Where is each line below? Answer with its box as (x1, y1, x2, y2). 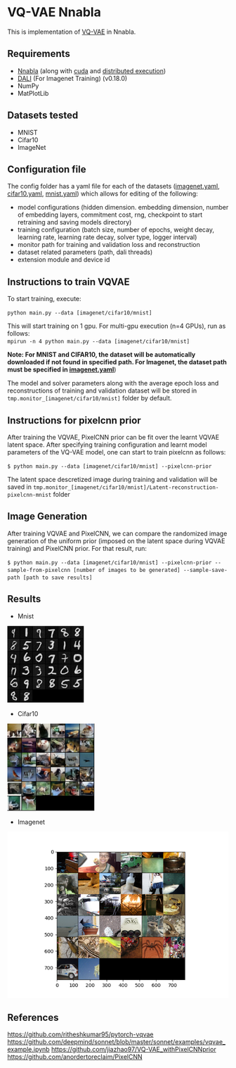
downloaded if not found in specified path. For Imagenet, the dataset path (7, 358, 227, 367)
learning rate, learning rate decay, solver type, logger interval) (17, 233, 197, 241)
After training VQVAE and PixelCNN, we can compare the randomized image (7, 529, 228, 538)
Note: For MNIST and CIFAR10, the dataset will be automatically (7, 350, 196, 359)
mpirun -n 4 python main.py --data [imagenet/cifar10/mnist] (7, 338, 190, 345)
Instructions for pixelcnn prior (7, 414, 142, 426)
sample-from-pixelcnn (7, 566, 71, 573)
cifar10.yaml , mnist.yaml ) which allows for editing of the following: (7, 189, 198, 198)
